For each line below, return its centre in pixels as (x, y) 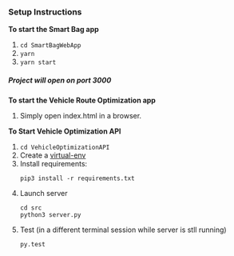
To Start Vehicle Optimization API (65, 131)
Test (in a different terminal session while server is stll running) (123, 230)
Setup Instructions (45, 12)
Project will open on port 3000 (60, 80)
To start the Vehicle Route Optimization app (82, 100)
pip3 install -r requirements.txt (77, 178)
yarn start (38, 62)
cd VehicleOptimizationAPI (65, 148)
